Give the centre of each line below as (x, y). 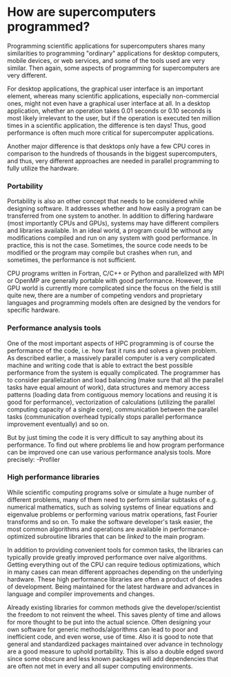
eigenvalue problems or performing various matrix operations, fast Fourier (112, 514)
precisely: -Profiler (34, 459)
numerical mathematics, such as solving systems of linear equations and (110, 507)
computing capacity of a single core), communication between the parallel (113, 409)
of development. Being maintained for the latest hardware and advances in (113, 586)
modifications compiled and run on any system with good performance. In (112, 238)
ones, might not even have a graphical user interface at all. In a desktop (109, 103)
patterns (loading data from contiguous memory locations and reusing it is (113, 394)
